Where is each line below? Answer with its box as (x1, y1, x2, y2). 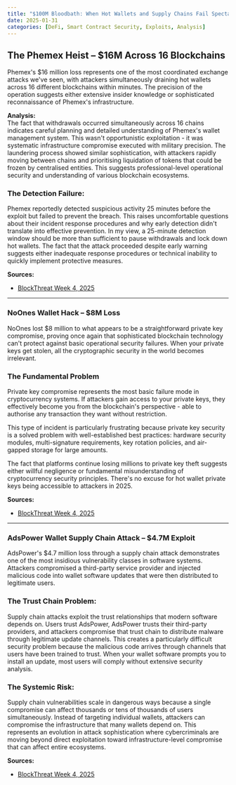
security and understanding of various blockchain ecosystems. (7, 171, 190, 180)
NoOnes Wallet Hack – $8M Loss (7, 308, 121, 318)
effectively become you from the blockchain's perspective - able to (7, 402, 202, 411)
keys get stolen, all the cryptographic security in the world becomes (7, 346, 204, 355)
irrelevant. (7, 354, 37, 362)
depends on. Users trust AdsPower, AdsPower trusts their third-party (7, 619, 207, 628)
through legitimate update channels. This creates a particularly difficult (7, 635, 212, 643)
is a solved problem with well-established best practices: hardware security (7, 431, 226, 440)
